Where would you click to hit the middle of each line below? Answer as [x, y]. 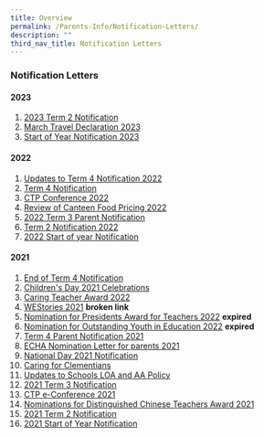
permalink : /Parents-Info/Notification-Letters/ [105, 27]
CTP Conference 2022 [66, 197]
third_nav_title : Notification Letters [86, 43]
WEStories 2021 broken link [76, 306]
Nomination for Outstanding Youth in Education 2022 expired [139, 326]
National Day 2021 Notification [81, 355]
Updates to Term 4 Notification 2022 [93, 178]
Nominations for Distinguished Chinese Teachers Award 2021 [139, 404]
